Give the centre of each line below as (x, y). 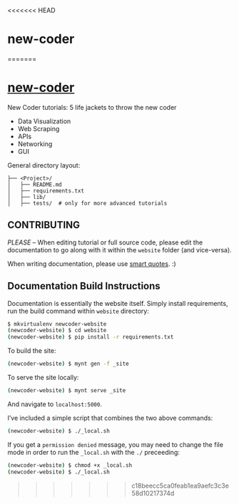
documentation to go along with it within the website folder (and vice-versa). (119, 250)
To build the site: (32, 351)
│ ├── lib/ (27, 197)
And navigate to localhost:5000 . (55, 404)
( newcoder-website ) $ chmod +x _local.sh (70, 465)
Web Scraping (39, 128)
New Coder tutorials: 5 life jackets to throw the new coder (92, 107)
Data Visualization (44, 121)
